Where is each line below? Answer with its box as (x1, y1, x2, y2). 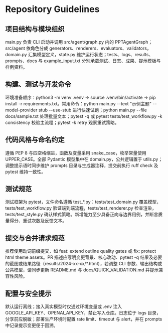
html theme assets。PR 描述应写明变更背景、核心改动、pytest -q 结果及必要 (5, 254, 162, 260)
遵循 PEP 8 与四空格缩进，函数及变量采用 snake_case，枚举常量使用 (5, 149, 146, 156)
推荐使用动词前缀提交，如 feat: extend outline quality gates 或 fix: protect (5, 248, 156, 254)
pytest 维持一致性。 (5, 169, 46, 175)
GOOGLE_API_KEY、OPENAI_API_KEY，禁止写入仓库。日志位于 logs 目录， (5, 310, 161, 316)
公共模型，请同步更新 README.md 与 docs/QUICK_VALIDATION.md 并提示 (5, 267, 159, 273)
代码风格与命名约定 (5, 135, 65, 144)
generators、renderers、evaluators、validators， (49, 45, 151, 51)
